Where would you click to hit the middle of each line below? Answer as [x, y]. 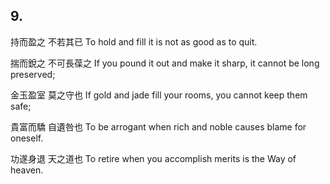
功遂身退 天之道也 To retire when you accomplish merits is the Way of [153, 158]
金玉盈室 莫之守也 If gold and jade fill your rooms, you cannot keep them [159, 95]
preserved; [33, 74]
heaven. [27, 170]
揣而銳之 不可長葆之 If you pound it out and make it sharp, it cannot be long [165, 63]
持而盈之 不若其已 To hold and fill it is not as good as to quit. [134, 41]
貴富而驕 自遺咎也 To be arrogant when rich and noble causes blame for [158, 126]
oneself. [27, 138]
